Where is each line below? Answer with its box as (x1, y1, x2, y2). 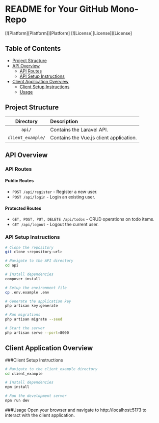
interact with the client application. (5, 412, 75, 418)
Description (50, 118, 79, 125)
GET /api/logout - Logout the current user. (12, 222, 99, 228)
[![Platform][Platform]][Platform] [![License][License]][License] (5, 30, 132, 36)
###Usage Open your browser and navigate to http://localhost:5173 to (5, 407, 147, 413)
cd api (5, 263, 19, 268)
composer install (5, 276, 41, 281)
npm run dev (5, 398, 29, 403)
